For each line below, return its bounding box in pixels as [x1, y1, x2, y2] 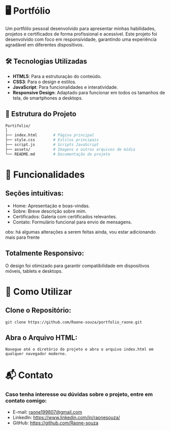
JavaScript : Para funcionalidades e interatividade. [12, 84, 118, 90]
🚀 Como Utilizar [5, 286, 72, 297]
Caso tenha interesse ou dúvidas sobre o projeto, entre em [5, 391, 153, 398]
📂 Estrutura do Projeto [5, 110, 76, 118]
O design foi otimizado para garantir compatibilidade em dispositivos [5, 262, 150, 269]
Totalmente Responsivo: [5, 249, 84, 258]
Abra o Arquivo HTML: [5, 333, 78, 342]
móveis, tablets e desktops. [5, 268, 63, 274]
